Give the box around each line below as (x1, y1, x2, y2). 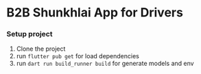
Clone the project (16, 45, 66, 53)
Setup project (6, 29, 53, 39)
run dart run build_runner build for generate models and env (16, 60, 194, 68)
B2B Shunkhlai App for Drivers (6, 5, 183, 21)
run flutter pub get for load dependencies (16, 52, 140, 60)
